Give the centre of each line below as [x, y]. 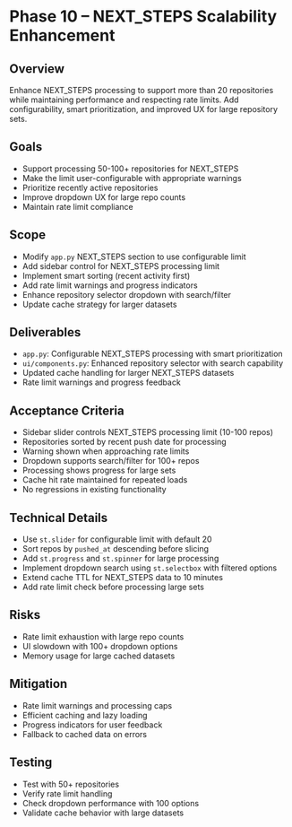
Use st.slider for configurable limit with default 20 [117, 539]
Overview [37, 69]
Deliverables [45, 332]
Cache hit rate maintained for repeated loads [105, 480]
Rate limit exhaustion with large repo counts [103, 636]
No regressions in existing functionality [94, 490]
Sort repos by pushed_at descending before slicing [115, 549]
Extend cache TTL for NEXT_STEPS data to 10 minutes [123, 578]
